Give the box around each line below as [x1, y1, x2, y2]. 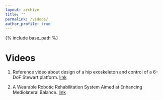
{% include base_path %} [5, 35, 58, 41]
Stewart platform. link [22, 74, 67, 80]
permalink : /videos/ [5, 16, 49, 21]
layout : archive [5, 7, 39, 12]
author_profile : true [5, 21, 51, 26]
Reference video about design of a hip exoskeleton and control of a [12, 69, 152, 75]
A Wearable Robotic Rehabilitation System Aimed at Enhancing [12, 84, 142, 90]
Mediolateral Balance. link [12, 89, 66, 95]
